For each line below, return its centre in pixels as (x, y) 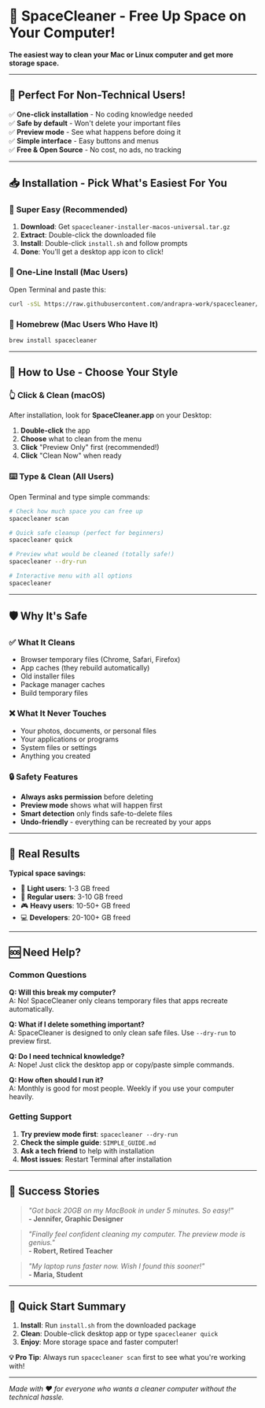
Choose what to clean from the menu (81, 439)
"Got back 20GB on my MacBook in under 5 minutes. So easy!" (131, 1210)
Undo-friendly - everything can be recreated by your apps (116, 822)
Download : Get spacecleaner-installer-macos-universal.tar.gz (125, 227)
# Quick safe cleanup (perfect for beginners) (86, 533)
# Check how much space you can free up (76, 511)
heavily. (22, 1096)
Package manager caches (63, 685)
